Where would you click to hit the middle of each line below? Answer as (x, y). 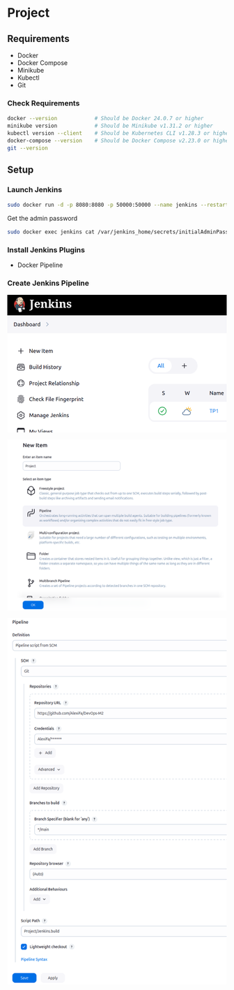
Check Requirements (44, 103)
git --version (28, 148)
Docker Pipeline (40, 265)
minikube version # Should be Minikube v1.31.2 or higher (110, 126)
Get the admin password (42, 219)
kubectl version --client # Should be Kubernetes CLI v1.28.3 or (109, 133)
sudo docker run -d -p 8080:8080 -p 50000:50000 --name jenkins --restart (118, 205)
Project (29, 13)
